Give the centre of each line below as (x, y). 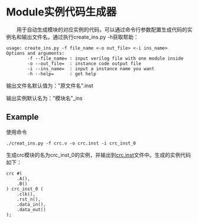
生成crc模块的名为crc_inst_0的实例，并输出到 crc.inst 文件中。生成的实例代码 (98, 155)
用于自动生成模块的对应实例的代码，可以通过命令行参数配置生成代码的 (102, 29)
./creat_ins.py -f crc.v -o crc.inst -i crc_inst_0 (71, 143)
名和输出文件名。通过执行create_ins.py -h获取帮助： (75, 37)
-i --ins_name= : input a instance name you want (91, 68)
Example (22, 117)
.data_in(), (31, 204)
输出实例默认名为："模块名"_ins (44, 98)
